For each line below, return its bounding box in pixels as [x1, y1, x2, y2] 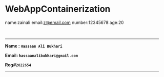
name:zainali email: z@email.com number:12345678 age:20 [5, 19, 124, 25]
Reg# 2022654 [5, 62, 32, 68]
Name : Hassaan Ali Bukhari [5, 43, 62, 49]
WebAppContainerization [5, 3, 111, 15]
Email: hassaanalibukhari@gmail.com [5, 52, 78, 58]
